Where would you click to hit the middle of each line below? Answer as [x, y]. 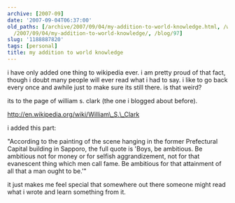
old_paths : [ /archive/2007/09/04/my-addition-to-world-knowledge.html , [114, 27]
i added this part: [32, 128]
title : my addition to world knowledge [65, 53]
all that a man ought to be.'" [47, 171]
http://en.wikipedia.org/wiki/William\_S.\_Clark [73, 114]
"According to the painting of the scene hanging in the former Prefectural [113, 141]
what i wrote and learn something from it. [66, 192]
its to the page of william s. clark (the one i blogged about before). [102, 100]
